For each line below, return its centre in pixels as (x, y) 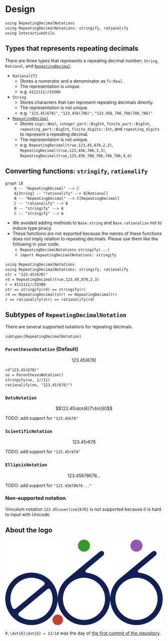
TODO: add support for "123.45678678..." (48, 485)
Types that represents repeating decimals (72, 49)
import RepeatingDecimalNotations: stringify (68, 255)
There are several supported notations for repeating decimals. (69, 327)
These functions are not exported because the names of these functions (87, 233)
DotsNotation (21, 398)
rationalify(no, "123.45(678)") (39, 385)
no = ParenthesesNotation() (34, 375)
